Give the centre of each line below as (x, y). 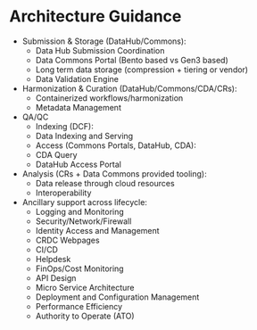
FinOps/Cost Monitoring (79, 268)
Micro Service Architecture (85, 287)
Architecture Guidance (95, 16)
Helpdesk (53, 259)
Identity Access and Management (97, 230)
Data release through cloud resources (105, 183)
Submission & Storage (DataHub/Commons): (104, 41)
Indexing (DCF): (64, 126)
